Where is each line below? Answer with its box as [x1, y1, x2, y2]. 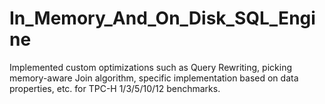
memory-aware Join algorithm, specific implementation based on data [9, 72, 299, 84]
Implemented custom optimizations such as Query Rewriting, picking [9, 61, 292, 73]
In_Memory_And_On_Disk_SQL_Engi [9, 7, 316, 30]
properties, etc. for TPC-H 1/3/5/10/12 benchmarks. [9, 82, 221, 94]
